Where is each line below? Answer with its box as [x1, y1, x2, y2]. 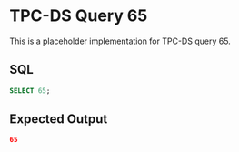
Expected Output [9, 111, 108, 127]
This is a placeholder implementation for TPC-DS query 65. [9, 35, 232, 46]
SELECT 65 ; [9, 86, 51, 96]
